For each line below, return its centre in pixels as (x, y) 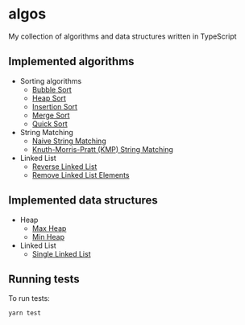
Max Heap (49, 228)
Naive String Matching (69, 141)
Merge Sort (51, 115)
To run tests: (29, 298)
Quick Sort (50, 123)
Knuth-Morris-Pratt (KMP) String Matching (102, 149)
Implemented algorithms (71, 62)
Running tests (44, 279)
